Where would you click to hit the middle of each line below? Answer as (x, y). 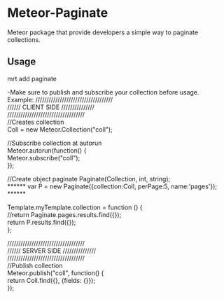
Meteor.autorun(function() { (47, 150)
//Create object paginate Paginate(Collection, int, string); (89, 179)
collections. (24, 39)
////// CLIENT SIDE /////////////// (51, 107)
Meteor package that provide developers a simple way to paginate (103, 32)
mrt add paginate (32, 78)
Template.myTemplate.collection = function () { (75, 207)
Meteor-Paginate (58, 13)
